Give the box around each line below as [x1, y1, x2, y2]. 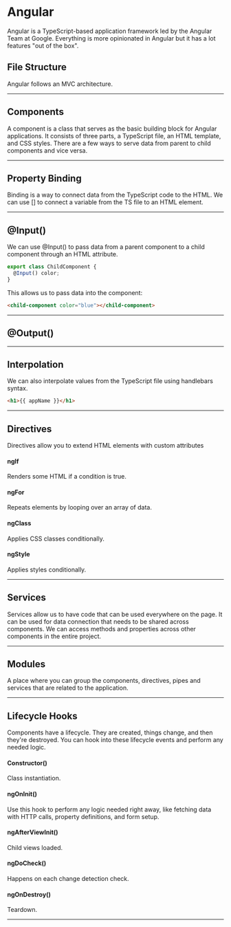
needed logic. [7, 743, 46, 752]
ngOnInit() [7, 790, 38, 798]
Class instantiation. [7, 774, 61, 783]
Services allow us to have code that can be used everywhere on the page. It [7, 610, 223, 618]
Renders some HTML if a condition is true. [7, 472, 127, 481]
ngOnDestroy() [7, 890, 52, 898]
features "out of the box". [7, 41, 79, 50]
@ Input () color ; [13, 270, 60, 277]
